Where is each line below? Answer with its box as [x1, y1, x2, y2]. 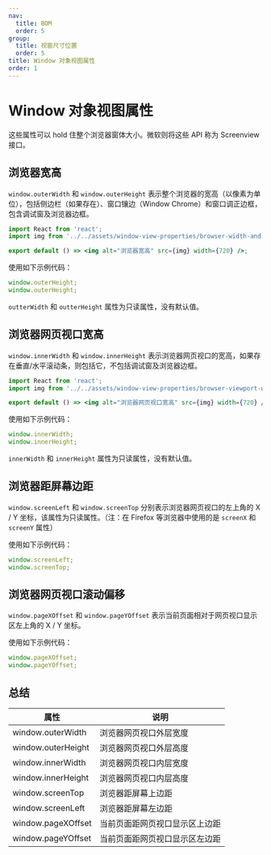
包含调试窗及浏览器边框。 [8, 209, 94, 219]
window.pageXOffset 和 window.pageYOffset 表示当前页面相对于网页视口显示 [8, 611, 258, 620]
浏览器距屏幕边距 [8, 479, 94, 493]
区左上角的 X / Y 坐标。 [8, 620, 85, 630]
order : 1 [8, 65, 38, 73]
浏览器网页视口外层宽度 [99, 728, 190, 738]
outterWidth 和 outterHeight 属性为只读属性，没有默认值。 [8, 302, 204, 311]
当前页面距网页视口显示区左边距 [99, 833, 222, 844]
